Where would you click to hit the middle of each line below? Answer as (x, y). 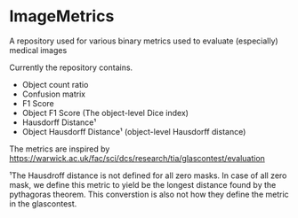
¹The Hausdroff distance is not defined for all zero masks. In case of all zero (148, 175)
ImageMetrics (62, 16)
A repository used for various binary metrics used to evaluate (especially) (144, 41)
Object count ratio (55, 84)
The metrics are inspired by (60, 149)
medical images (38, 50)
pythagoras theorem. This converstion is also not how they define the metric (149, 194)
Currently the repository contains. (71, 67)
